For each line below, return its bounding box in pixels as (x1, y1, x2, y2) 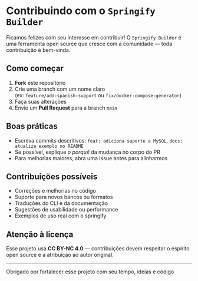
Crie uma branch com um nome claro (14, 85, 105, 92)
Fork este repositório (14, 79, 66, 86)
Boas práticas (6, 121, 58, 131)
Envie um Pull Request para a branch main (14, 104, 118, 111)
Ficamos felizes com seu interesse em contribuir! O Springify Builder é (6, 34, 181, 41)
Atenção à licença (6, 229, 74, 239)
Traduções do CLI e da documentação (14, 200, 108, 207)
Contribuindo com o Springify (6, 4, 156, 18)
